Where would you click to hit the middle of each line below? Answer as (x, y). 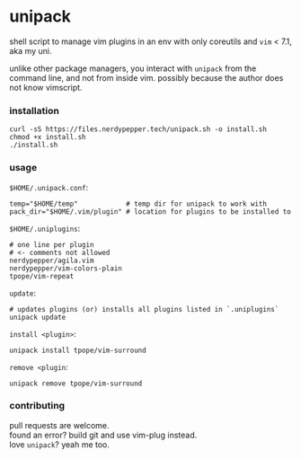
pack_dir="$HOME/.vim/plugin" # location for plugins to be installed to (150, 212)
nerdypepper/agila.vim (52, 260)
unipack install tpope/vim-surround (78, 350)
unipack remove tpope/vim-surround (76, 384)
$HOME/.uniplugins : (45, 228)
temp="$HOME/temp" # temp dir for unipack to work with (138, 204)
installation (35, 110)
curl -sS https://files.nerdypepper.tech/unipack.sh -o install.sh (138, 129)
